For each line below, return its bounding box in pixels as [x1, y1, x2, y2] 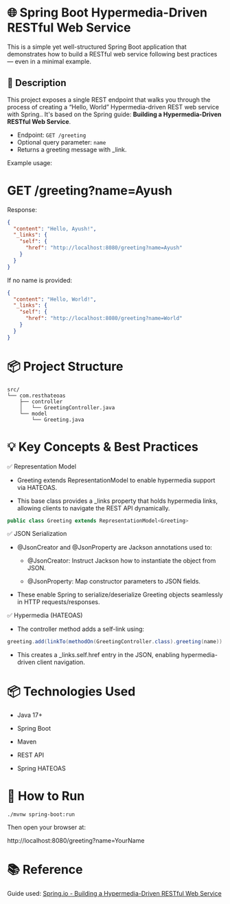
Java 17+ [16, 711, 43, 720]
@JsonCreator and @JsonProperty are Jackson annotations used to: [16, 544, 213, 552]
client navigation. [36, 658, 86, 667]
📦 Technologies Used [7, 683, 136, 699]
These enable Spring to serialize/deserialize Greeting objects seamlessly [16, 590, 223, 599]
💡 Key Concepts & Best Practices [7, 439, 199, 455]
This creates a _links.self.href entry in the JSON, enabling [16, 651, 180, 659]
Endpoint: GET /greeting [16, 131, 87, 139]
